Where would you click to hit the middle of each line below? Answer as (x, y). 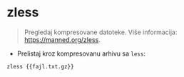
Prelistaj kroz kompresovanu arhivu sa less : (81, 53)
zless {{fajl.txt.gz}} (40, 66)
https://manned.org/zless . (62, 39)
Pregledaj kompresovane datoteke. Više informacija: (101, 32)
